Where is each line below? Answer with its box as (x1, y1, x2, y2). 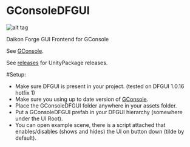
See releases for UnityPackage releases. (6, 59, 108, 66)
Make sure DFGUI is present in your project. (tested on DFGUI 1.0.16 (15, 83, 185, 90)
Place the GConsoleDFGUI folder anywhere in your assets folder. (15, 101, 177, 109)
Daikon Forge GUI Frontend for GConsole (6, 35, 109, 43)
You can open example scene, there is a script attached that (15, 121, 166, 128)
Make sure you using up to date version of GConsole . (15, 95, 149, 103)
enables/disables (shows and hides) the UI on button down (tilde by (15, 128, 185, 135)
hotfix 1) (15, 89, 35, 96)
